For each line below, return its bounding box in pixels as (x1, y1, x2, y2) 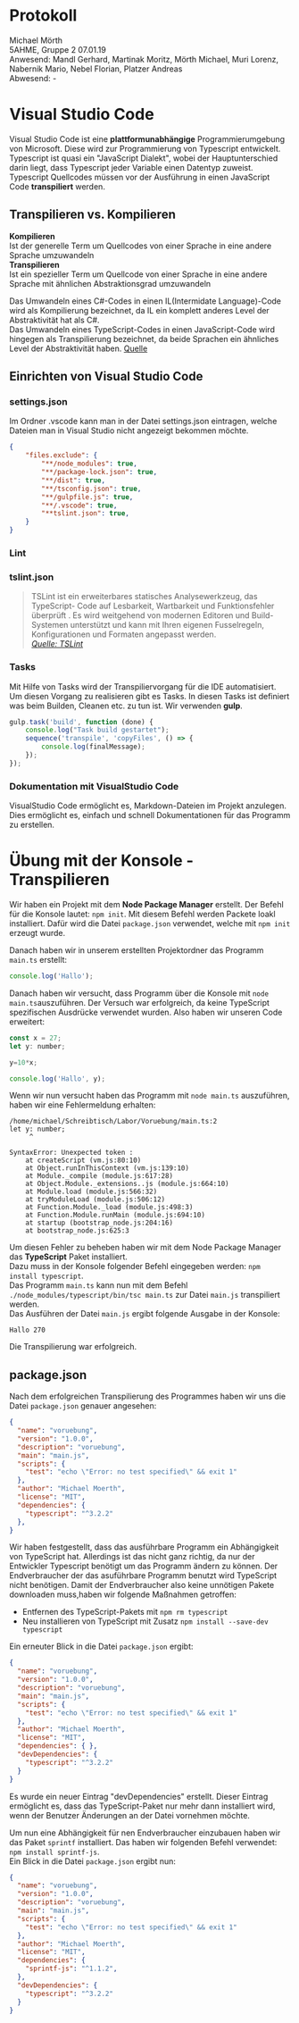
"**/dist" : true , (41, 475, 105, 485)
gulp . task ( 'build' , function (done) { (9, 717, 154, 726)
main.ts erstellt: (9, 955, 68, 965)
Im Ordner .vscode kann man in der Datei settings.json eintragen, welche (9, 416, 278, 427)
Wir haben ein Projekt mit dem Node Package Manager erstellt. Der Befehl (9, 899, 284, 909)
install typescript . (9, 1270, 84, 1282)
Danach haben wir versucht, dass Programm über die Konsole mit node (9, 988, 270, 999)
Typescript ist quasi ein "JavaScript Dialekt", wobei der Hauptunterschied (9, 153, 278, 163)
